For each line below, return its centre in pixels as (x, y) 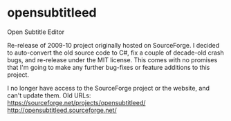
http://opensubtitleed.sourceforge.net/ (62, 110)
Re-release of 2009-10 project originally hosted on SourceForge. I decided (113, 45)
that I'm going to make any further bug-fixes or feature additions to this (109, 67)
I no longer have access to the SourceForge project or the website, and (108, 88)
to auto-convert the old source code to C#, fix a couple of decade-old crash (115, 53)
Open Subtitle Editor (36, 32)
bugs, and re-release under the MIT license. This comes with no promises (112, 59)
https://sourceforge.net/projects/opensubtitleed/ (76, 102)
